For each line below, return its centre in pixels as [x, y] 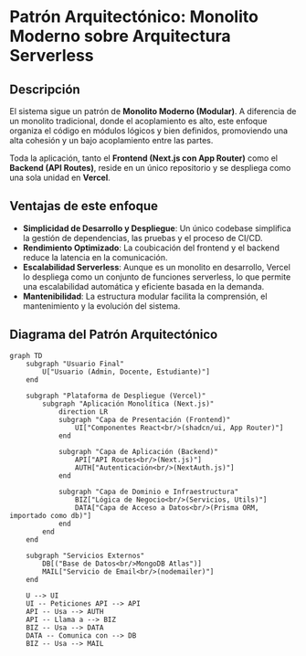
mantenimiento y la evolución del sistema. [101, 306]
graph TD [26, 355]
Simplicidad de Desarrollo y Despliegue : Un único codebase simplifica [157, 228]
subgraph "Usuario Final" [75, 364]
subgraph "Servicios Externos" [85, 555]
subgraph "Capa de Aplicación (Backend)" [138, 451]
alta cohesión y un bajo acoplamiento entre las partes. [111, 140]
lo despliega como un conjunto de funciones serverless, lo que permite [157, 277]
